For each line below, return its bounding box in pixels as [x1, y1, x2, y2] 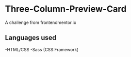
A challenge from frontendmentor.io [5, 19, 77, 25]
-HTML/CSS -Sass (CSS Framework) [5, 46, 79, 52]
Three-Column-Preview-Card [5, 3, 127, 15]
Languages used [5, 34, 57, 42]
